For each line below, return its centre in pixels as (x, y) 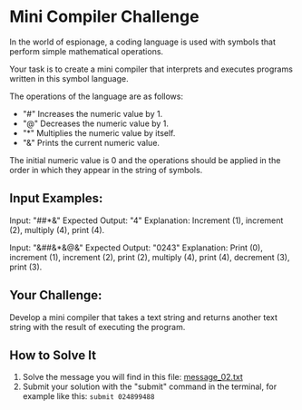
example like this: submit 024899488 (88, 396)
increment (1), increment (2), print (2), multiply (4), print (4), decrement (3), (150, 257)
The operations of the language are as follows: (97, 96)
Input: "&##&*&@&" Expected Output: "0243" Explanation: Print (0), (136, 248)
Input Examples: (56, 198)
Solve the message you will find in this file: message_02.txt (132, 377)
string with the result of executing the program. (97, 327)
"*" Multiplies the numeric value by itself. (99, 132)
